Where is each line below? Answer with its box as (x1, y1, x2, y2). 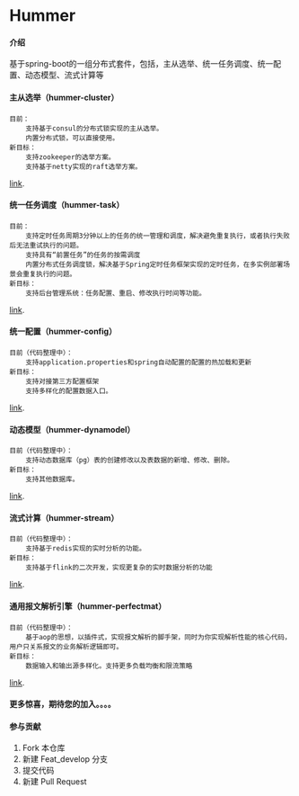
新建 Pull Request (22, 776, 87, 787)
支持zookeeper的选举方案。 (25, 152, 116, 162)
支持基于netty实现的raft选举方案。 (25, 162, 142, 171)
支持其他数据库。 (25, 475, 79, 484)
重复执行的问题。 (22, 269, 76, 279)
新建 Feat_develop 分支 (22, 754, 109, 765)
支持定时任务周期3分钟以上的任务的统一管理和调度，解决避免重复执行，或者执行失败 (25, 231, 290, 240)
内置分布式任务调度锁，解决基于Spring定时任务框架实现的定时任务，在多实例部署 (25, 260, 284, 269)
